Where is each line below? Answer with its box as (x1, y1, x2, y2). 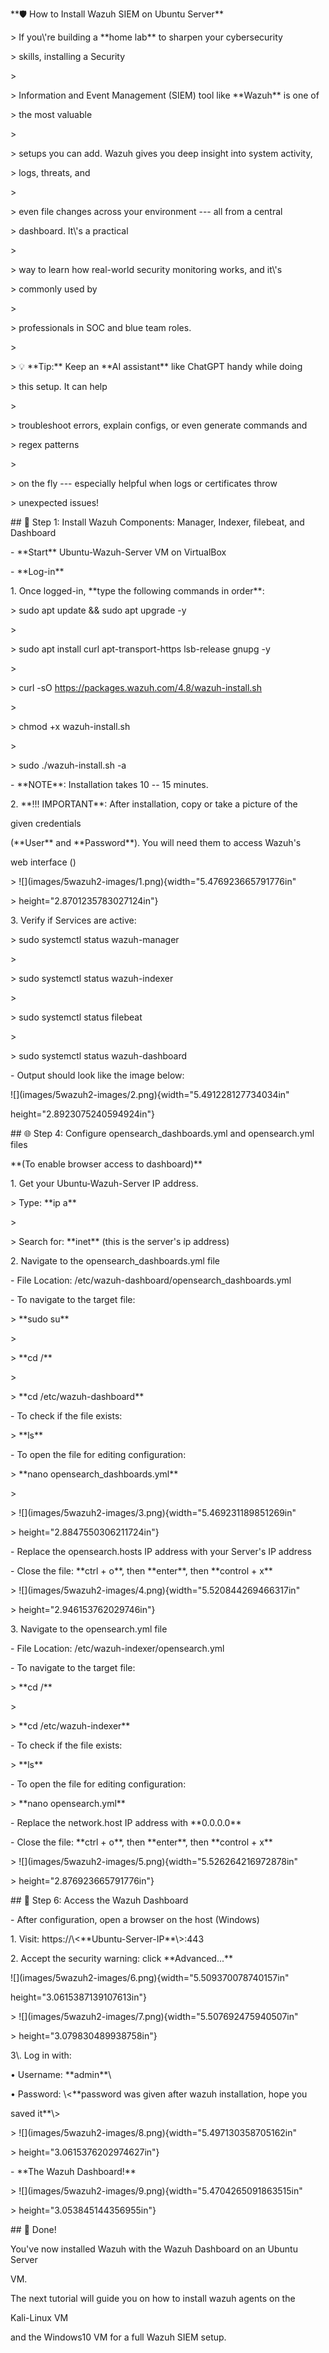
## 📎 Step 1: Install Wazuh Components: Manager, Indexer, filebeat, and (10, 516, 305, 528)
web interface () (10, 856, 77, 868)
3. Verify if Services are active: (10, 914, 137, 926)
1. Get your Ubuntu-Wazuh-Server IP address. (10, 1178, 199, 1189)
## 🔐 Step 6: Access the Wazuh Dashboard (10, 1894, 189, 1906)
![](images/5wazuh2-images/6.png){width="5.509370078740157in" (10, 1972, 290, 1983)
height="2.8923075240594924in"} (10, 1108, 155, 1120)
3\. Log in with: (10, 2049, 72, 2061)
